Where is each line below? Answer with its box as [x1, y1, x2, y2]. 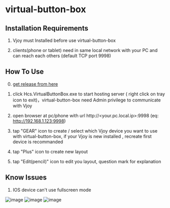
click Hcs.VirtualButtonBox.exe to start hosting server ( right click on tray [12, 91, 165, 97]
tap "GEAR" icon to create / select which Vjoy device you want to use [12, 127, 158, 134]
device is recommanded [12, 139, 63, 145]
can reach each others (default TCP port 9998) [12, 53, 112, 59]
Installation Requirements [5, 24, 89, 33]
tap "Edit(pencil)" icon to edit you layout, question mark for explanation [12, 158, 161, 164]
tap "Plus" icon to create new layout [12, 148, 88, 154]
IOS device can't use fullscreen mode [12, 187, 91, 193]
